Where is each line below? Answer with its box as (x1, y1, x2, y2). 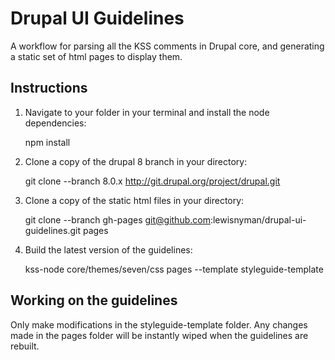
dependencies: (24, 117, 87, 129)
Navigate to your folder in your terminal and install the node (24, 106, 270, 118)
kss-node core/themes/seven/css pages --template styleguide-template (24, 263, 324, 275)
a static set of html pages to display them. (10, 50, 183, 62)
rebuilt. (10, 340, 40, 352)
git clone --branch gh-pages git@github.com (24, 213, 211, 226)
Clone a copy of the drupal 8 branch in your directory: (24, 155, 248, 167)
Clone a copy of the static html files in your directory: (24, 194, 245, 206)
